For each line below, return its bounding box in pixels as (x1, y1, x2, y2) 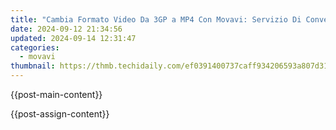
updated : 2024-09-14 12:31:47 (10, 33, 137, 43)
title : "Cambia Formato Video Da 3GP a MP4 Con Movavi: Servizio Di (10, 14, 302, 25)
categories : (10, 42, 60, 53)
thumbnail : (10, 61, 56, 71)
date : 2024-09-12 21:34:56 (10, 24, 123, 34)
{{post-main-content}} (10, 89, 103, 100)
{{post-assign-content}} (10, 108, 110, 120)
